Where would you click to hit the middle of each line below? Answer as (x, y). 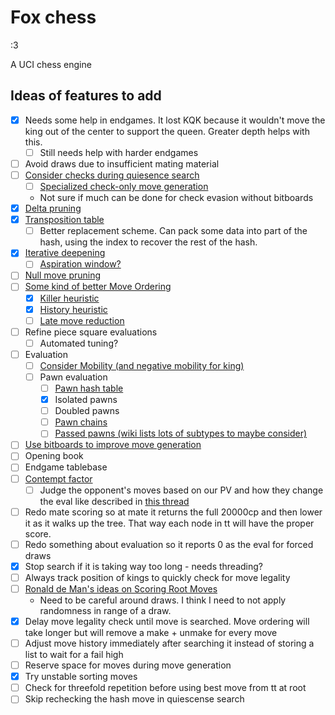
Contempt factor (58, 478)
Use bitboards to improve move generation (113, 445)
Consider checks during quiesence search (112, 175)
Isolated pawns (86, 400)
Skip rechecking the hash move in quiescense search (134, 699)
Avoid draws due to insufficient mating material (122, 163)
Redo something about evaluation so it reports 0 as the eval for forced (169, 544)
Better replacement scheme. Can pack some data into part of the (173, 231)
